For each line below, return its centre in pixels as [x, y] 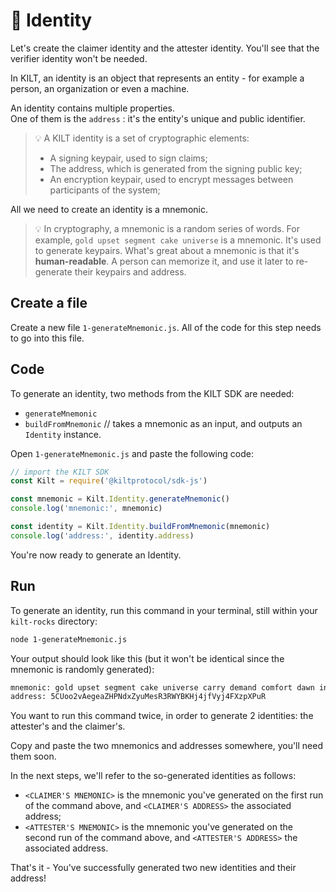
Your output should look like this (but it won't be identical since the [147, 658]
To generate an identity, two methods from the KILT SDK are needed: [152, 393]
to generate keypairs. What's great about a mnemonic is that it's [167, 250]
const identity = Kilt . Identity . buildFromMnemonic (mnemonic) [140, 527]
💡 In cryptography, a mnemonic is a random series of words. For [167, 228]
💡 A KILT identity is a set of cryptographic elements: [142, 138]
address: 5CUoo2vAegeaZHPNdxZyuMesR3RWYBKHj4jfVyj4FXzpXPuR [138, 697]
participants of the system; [105, 190]
